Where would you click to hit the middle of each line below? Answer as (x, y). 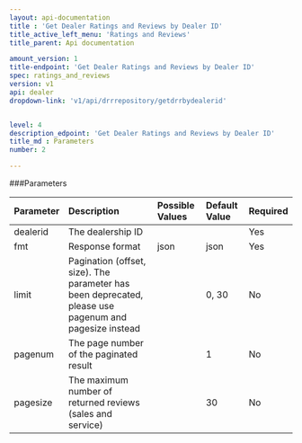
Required (268, 211)
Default (222, 205)
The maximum (98, 380)
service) (85, 425)
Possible (176, 205)
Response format (104, 246)
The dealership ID (106, 232)
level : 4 (26, 125)
